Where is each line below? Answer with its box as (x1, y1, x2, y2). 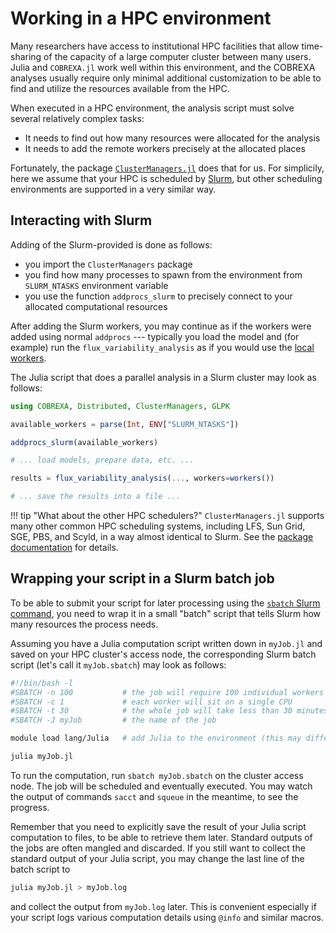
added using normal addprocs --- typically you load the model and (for (10, 330, 300, 342)
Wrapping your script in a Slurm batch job (10, 570, 275, 587)
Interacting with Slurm (10, 212, 153, 229)
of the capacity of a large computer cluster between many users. (43, 50, 312, 62)
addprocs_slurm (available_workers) (10, 437, 159, 447)
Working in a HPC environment (10, 7, 272, 30)
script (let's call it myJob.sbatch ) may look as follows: (10, 658, 227, 671)
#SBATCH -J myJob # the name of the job (10, 715, 217, 726)
